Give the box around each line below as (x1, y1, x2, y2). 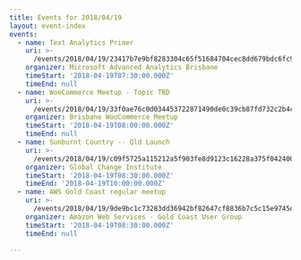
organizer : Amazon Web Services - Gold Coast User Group (25, 212, 243, 222)
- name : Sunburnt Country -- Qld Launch (17, 138, 170, 147)
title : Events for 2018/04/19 (9, 13, 123, 22)
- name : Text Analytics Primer (17, 38, 134, 47)
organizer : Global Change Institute (25, 163, 163, 172)
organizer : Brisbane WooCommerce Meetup (25, 113, 178, 122)
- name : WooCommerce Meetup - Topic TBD (17, 88, 170, 96)
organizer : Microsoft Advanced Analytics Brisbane (25, 63, 219, 72)
